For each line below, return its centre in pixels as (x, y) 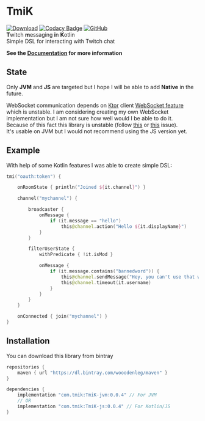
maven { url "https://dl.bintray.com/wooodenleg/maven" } (92, 373)
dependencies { (26, 389)
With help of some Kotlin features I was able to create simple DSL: (89, 165)
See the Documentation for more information (64, 53)
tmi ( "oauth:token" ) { (34, 176)
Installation (28, 341)
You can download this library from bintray (60, 356)
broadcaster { (46, 210)
